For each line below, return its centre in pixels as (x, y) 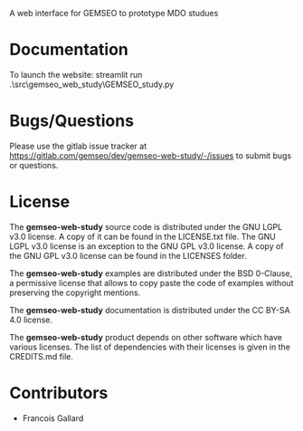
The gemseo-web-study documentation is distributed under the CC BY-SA (150, 310)
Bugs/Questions (71, 121)
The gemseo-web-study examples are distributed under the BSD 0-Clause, (151, 273)
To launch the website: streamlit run (76, 74)
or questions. (34, 165)
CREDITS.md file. (42, 356)
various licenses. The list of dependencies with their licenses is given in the (150, 347)
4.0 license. (31, 320)
